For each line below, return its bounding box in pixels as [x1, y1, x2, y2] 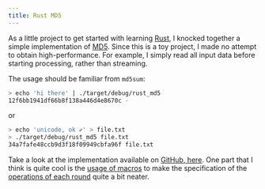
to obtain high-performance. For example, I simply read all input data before [8, 50, 256, 59]
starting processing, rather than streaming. [8, 59, 148, 68]
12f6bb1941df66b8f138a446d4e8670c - [8, 96, 129, 104]
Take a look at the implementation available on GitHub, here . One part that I [8, 155, 253, 164]
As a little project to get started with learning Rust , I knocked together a [8, 33, 240, 43]
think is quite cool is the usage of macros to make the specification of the [8, 164, 248, 172]
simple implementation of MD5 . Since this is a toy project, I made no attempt [8, 41, 257, 51]
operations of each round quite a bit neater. [8, 172, 150, 181]
